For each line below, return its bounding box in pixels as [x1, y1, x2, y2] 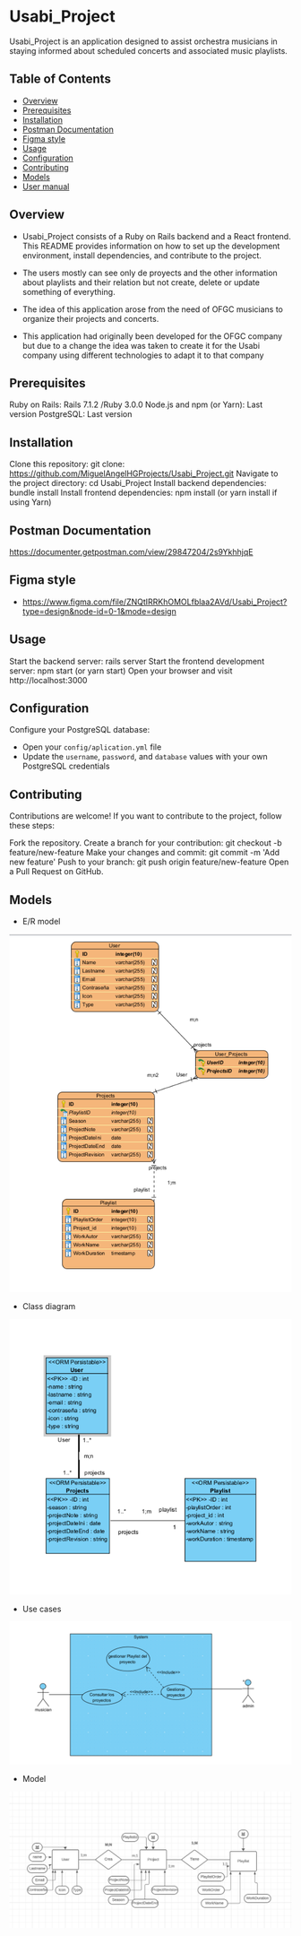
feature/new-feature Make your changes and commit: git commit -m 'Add [9, 847, 280, 858]
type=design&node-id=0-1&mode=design [21, 605, 176, 616]
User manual [21, 181, 70, 192]
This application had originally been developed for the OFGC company [21, 330, 283, 342]
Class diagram [21, 1301, 76, 1312]
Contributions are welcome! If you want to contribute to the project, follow [9, 811, 282, 821]
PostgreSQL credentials [21, 760, 110, 772]
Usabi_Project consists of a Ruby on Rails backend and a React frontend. [21, 230, 291, 241]
